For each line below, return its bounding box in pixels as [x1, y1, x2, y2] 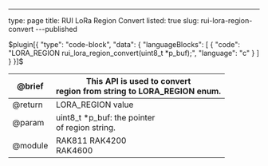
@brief [17, 81, 44, 92]
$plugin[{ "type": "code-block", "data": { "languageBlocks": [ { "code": [8, 40, 241, 49]
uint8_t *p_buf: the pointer [55, 113, 156, 123]
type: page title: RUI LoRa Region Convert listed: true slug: [8, 16, 199, 25]
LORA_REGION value [55, 99, 134, 110]
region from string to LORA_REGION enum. [55, 85, 222, 97]
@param [12, 117, 45, 128]
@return [12, 99, 43, 110]
